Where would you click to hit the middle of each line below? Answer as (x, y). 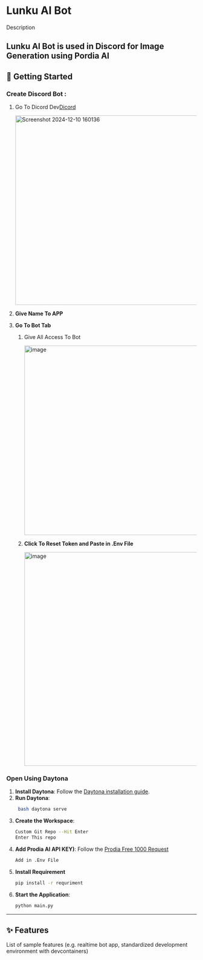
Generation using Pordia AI (58, 56)
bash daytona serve (42, 809)
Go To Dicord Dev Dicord (45, 107)
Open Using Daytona (37, 778)
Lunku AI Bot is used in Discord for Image (85, 46)
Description (21, 27)
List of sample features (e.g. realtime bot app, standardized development (97, 945)
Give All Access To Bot (52, 337)
